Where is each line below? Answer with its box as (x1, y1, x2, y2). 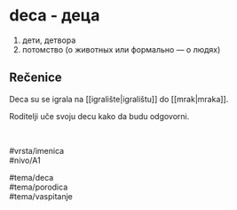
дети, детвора (21, 35, 76, 45)
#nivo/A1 (9, 155, 42, 166)
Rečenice (9, 70, 62, 85)
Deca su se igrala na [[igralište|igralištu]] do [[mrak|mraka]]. (9, 93, 229, 104)
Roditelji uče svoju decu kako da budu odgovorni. (9, 110, 190, 121)
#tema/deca (9, 172, 54, 182)
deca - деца (9, 5, 100, 26)
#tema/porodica (9, 182, 68, 192)
